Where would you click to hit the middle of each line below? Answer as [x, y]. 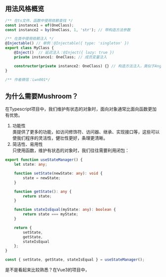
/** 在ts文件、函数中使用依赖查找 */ [39, 21]
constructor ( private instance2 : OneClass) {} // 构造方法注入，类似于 [84, 66]
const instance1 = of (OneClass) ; [40, 25]
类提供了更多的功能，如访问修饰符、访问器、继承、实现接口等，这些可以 [86, 132]
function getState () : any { [43, 191]
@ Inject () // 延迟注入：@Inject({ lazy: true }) [64, 53]
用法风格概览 [25, 9]
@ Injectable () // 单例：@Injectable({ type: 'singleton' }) [67, 44]
